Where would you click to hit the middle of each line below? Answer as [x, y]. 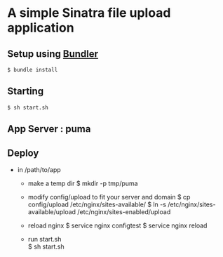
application [41, 28]
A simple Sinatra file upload [89, 13]
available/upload [52, 212]
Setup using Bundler [53, 54]
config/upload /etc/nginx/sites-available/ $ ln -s [97, 204]
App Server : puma [49, 129]
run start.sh [45, 239]
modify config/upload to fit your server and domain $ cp [109, 197]
